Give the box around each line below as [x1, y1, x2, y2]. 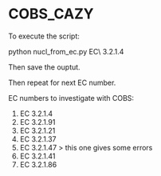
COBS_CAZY [8, 5, 94, 23]
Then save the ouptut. [8, 62, 81, 72]
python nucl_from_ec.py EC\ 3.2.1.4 [8, 46, 124, 56]
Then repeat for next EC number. [8, 78, 116, 87]
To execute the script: [8, 31, 80, 41]
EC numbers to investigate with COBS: [8, 93, 134, 102]
